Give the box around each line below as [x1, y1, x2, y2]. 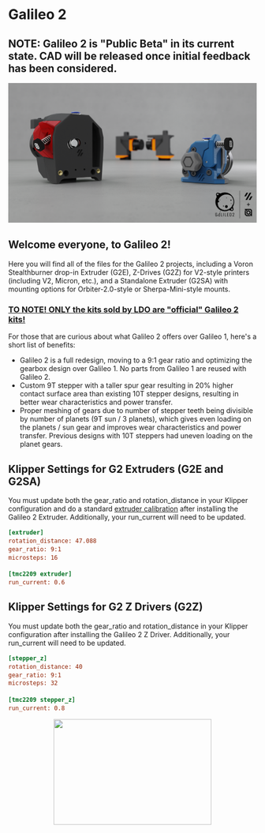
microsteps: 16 [8, 553, 58, 561]
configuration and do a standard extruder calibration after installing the [8, 504, 239, 513]
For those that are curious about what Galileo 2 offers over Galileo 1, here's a [8, 332, 257, 341]
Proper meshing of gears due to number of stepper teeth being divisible [19, 406, 254, 415]
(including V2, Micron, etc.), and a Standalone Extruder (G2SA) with [8, 276, 229, 285]
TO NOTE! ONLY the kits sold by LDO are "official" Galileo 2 [8, 304, 239, 315]
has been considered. [8, 62, 118, 75]
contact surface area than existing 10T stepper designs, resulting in [19, 389, 239, 399]
